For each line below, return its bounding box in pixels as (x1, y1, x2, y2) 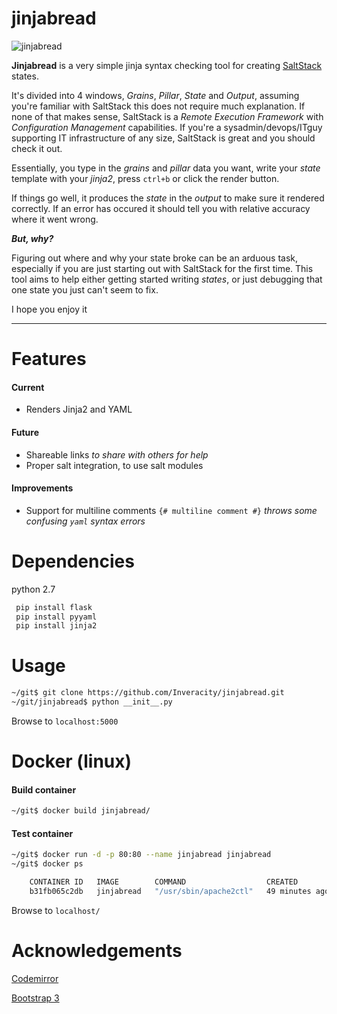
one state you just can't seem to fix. (11, 283, 159, 296)
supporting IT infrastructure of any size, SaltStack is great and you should (11, 132, 316, 144)
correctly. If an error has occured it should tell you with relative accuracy (11, 202, 311, 214)
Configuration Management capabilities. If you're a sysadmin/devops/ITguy (11, 121, 323, 133)
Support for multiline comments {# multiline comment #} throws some (25, 504, 318, 516)
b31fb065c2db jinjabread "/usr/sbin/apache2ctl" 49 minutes (29, 887, 312, 897)
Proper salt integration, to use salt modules (25, 459, 204, 471)
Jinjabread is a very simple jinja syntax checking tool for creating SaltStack (11, 59, 323, 71)
